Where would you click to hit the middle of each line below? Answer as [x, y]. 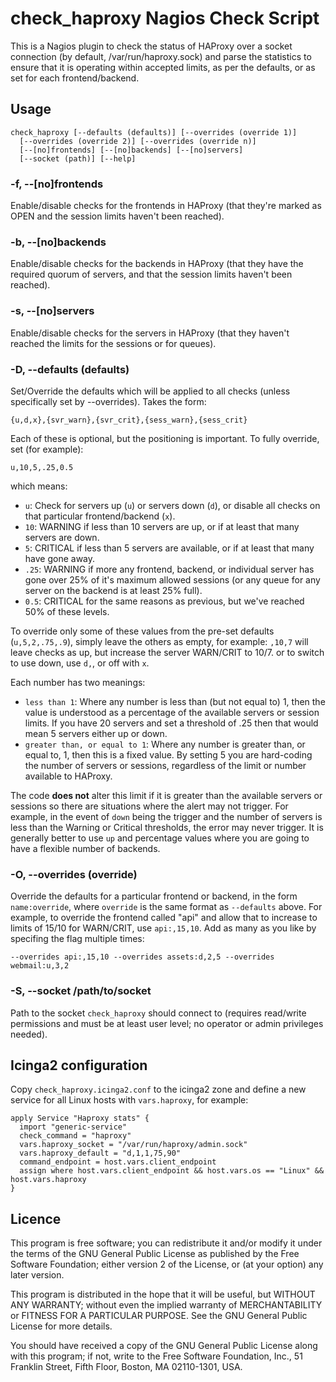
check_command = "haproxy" [75, 1136]
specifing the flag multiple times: [77, 939]
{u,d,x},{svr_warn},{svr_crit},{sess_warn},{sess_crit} [129, 420]
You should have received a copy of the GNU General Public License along [164, 1346]
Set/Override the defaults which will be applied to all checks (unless [150, 391]
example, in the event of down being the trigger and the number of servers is [166, 816]
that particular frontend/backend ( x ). [100, 516]
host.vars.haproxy [48, 1180]
